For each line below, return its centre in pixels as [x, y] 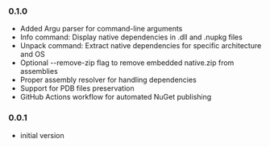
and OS [33, 55]
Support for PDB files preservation [77, 88]
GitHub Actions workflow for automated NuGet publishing [116, 97]
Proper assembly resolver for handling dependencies [108, 80]
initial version [42, 135]
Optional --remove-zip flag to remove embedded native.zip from [127, 63]
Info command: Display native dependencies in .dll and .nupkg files [131, 37]
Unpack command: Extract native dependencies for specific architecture [141, 46]
